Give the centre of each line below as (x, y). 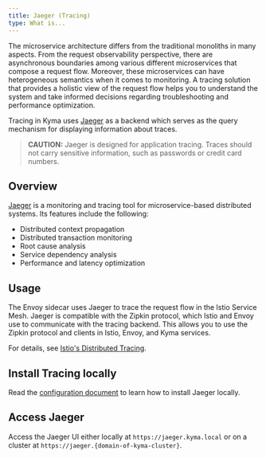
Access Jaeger (47, 418)
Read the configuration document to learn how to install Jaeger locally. (124, 392)
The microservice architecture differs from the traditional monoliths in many (132, 45)
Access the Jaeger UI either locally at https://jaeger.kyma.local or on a (128, 436)
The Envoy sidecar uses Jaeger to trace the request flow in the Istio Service (133, 307)
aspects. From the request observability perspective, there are (111, 54)
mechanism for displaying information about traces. (93, 129)
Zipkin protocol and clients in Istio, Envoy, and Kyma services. (110, 333)
